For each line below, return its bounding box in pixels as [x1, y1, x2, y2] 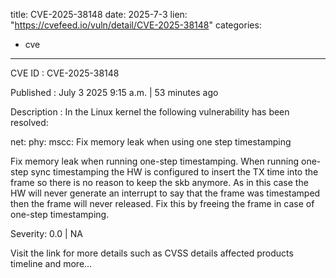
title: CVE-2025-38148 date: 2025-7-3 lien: [10, 9, 188, 20]
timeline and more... [10, 258, 93, 269]
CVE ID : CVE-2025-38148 [10, 67, 120, 79]
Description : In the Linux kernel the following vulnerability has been [10, 106, 290, 118]
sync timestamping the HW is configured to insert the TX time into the [30, 166, 319, 178]
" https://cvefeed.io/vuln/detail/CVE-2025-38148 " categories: [10, 19, 262, 31]
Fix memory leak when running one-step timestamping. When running [10, 155, 300, 167]
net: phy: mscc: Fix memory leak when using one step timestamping [10, 136, 292, 148]
